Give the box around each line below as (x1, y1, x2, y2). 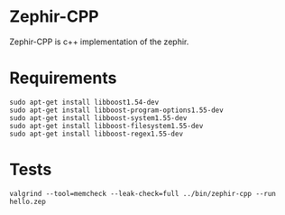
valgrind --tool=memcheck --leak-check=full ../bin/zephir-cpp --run (9, 189, 277, 198)
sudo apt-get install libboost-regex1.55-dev (9, 129, 183, 138)
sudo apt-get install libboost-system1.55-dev (9, 113, 188, 123)
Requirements (9, 68, 117, 89)
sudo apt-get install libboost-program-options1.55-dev (9, 106, 224, 115)
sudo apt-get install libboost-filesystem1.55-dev (9, 121, 204, 130)
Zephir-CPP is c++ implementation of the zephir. (9, 36, 189, 47)
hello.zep (9, 197, 47, 206)
